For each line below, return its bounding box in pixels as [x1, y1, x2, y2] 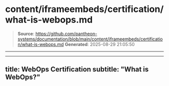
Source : [17, 30, 35, 36]
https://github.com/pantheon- [35, 30, 98, 36]
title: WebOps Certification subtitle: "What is [5, 65, 149, 73]
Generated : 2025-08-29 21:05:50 [64, 41, 135, 47]
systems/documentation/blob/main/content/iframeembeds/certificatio [17, 36, 163, 42]
